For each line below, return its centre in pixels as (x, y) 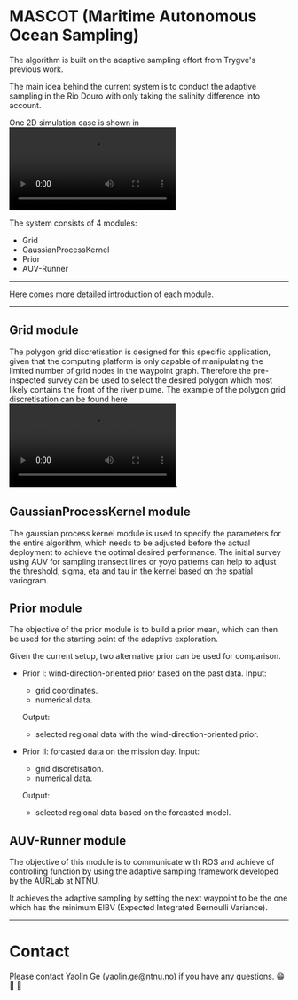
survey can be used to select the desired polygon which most (160, 380)
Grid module (44, 330)
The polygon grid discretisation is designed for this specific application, (140, 352)
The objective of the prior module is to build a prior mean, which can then (143, 630)
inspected (27, 380)
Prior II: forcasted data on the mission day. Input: (111, 751)
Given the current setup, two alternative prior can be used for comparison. (145, 656)
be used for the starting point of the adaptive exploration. (114, 639)
